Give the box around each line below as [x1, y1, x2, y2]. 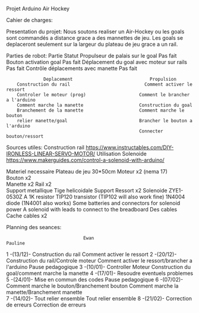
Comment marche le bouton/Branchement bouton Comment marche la [6, 282, 179, 289]
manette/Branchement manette [6, 289, 83, 296]
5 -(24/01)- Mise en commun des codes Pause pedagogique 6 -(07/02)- [6, 276, 184, 283]
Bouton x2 [6, 175, 31, 181]
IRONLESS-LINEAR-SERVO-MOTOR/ [6, 150, 96, 157]
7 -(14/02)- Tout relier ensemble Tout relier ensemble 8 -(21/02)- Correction [6, 295, 192, 302]
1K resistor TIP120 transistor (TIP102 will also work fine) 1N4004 [29, 193, 185, 200]
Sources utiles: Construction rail [6, 144, 85, 151]
